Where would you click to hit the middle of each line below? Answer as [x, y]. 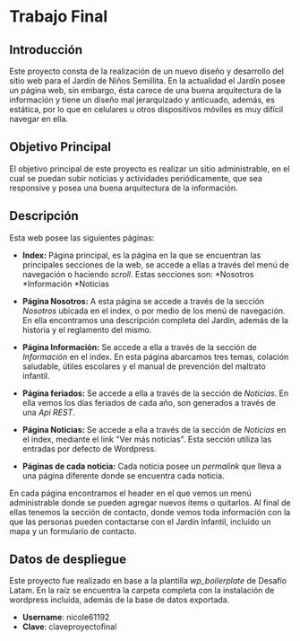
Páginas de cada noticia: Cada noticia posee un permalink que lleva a [152, 466]
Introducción [46, 50]
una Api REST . [49, 412]
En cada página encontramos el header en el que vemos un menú [131, 493]
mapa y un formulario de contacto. [73, 531]
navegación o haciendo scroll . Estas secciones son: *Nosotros [138, 274]
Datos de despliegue [68, 560]
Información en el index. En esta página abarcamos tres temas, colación [155, 356]
